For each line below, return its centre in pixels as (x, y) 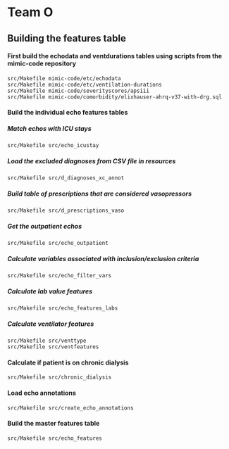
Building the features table (67, 38)
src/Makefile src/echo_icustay (53, 146)
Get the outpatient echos (45, 226)
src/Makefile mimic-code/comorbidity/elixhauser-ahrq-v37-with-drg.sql (114, 97)
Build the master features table (54, 424)
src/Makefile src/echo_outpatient (58, 244)
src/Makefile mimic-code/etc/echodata (64, 78)
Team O (30, 12)
